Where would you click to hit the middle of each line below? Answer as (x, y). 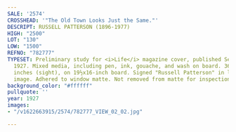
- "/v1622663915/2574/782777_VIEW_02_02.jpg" (75, 112)
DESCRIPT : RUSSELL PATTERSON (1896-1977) (69, 27)
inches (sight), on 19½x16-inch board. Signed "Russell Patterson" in (119, 72)
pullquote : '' (28, 92)
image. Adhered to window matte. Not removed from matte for (105, 79)
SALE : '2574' (26, 14)
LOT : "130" (23, 40)
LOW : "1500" (25, 46)
